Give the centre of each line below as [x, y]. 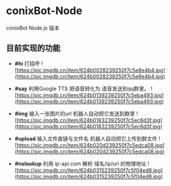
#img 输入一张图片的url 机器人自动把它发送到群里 [75, 114]
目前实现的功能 [33, 48]
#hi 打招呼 [27, 64]
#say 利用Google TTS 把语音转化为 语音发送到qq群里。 [82, 88]
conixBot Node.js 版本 [33, 28]
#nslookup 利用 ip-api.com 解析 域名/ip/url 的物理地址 [80, 164]
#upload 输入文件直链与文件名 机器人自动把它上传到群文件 [86, 138]
